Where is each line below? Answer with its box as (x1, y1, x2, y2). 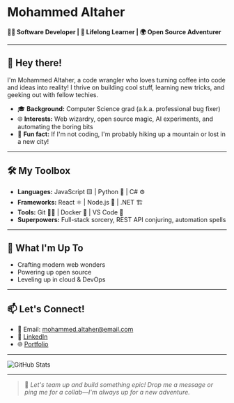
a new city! (17, 137, 49, 145)
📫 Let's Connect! (7, 303, 85, 315)
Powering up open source (17, 268, 92, 277)
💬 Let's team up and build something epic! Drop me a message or (24, 381, 214, 389)
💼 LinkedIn (17, 332, 48, 341)
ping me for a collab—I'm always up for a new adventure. (24, 388, 190, 397)
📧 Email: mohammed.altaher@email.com (17, 325, 134, 334)
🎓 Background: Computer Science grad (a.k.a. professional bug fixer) (17, 104, 221, 112)
